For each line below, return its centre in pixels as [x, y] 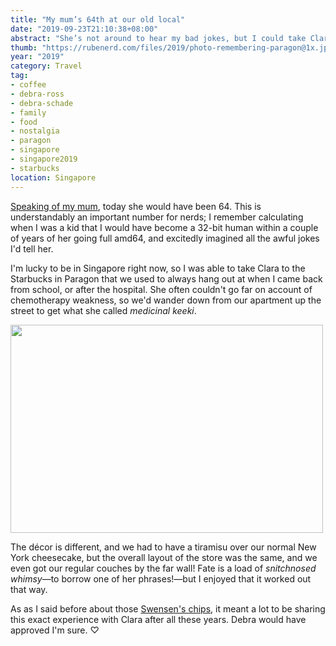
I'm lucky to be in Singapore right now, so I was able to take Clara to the [158, 268]
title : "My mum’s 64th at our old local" [98, 19]
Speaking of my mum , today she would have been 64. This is [136, 206]
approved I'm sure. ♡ [55, 630]
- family [28, 112]
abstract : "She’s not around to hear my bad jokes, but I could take [158, 38]
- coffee [28, 85]
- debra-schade [42, 103]
